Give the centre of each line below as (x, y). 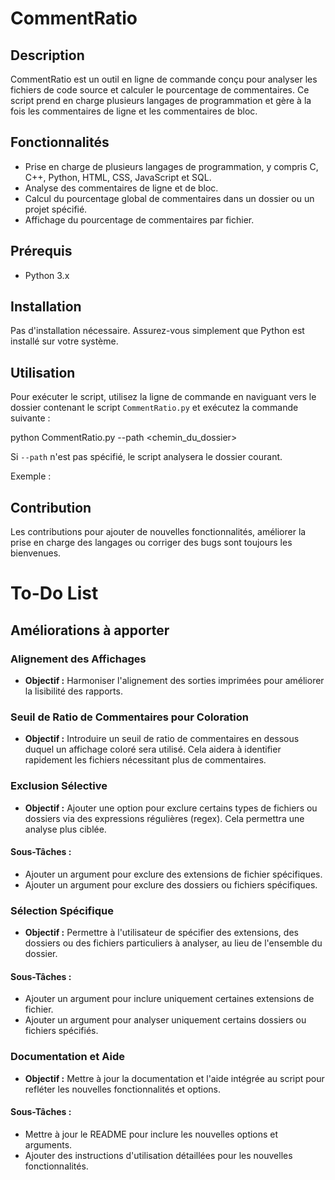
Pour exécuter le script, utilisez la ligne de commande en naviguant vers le (163, 397)
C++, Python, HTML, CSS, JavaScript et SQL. (118, 177)
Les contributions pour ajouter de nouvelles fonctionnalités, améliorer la (158, 532)
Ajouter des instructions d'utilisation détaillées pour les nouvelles (158, 1155)
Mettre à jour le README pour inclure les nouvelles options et (151, 1134)
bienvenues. (36, 553)
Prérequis (41, 251)
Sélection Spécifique (62, 910)
